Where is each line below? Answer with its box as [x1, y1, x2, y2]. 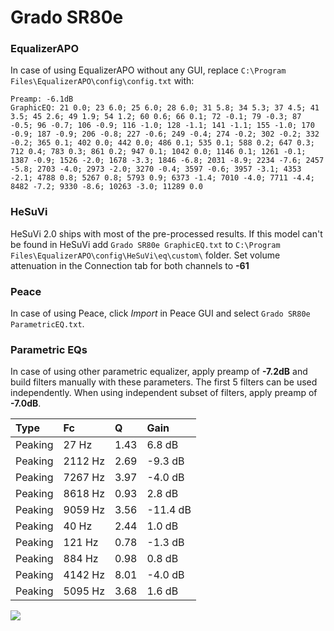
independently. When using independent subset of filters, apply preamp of [10, 387, 318, 399]
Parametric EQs [10, 343, 88, 356]
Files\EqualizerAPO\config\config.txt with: [10, 75, 195, 87]
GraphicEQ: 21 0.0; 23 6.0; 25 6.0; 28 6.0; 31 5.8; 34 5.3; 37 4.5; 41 [10, 103, 320, 113]
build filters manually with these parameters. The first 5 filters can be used [10, 376, 318, 388]
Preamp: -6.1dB [10, 94, 74, 105]
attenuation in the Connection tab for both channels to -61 [10, 259, 250, 271]
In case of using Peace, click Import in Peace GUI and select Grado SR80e [10, 307, 311, 320]
